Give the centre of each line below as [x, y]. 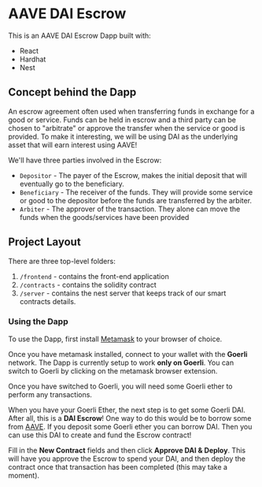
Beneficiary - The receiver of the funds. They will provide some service [136, 192]
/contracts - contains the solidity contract [88, 284]
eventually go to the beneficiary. [72, 184]
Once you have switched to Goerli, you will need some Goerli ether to [121, 386]
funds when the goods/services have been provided [104, 217]
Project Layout [44, 242]
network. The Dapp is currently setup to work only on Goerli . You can [121, 362]
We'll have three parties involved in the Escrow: [85, 160]
